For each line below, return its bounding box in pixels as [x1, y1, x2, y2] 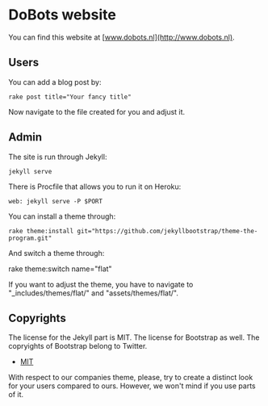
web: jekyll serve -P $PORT [8, 197, 103, 205]
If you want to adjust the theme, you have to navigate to [8, 279, 194, 289]
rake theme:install [8, 227, 74, 235]
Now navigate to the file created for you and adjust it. [8, 107, 186, 116]
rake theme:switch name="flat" [8, 264, 112, 274]
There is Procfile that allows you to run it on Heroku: [8, 182, 182, 191]
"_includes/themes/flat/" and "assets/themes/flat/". [8, 288, 179, 298]
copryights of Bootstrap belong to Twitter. [8, 341, 148, 351]
